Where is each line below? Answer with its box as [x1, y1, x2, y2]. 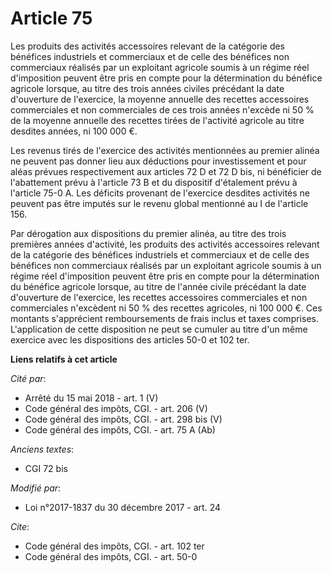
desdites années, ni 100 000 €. [10, 125, 138, 137]
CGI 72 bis [24, 462, 68, 474]
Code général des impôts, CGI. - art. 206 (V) [24, 402, 208, 414]
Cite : [10, 520, 30, 532]
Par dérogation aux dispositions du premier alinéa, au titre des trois [10, 227, 287, 239]
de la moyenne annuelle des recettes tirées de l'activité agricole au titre [10, 114, 305, 126]
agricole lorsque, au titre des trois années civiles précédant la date [10, 82, 285, 94]
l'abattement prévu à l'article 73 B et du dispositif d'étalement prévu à [10, 176, 298, 188]
